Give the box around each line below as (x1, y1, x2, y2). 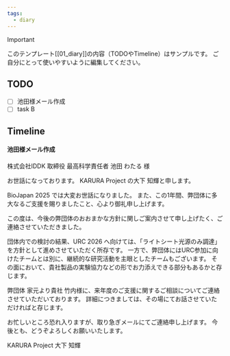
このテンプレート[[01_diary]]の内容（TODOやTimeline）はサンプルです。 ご (7, 49, 219, 58)
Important (7, 35, 35, 43)
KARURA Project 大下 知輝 (7, 341, 81, 350)
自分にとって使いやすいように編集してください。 (7, 58, 144, 66)
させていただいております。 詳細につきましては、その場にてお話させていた (7, 295, 218, 303)
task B (16, 105, 36, 113)
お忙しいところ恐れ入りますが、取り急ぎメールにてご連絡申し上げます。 (7, 318, 211, 327)
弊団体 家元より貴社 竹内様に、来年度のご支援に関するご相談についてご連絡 (7, 286, 220, 295)
